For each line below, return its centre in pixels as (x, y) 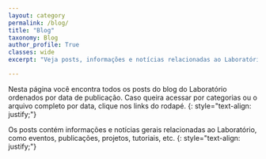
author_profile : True (44, 45)
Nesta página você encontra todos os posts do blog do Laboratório (118, 89)
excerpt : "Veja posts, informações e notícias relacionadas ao (115, 60)
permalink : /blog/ (38, 23)
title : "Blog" (32, 30)
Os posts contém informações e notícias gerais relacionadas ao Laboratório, (133, 129)
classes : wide (32, 52)
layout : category (37, 15)
